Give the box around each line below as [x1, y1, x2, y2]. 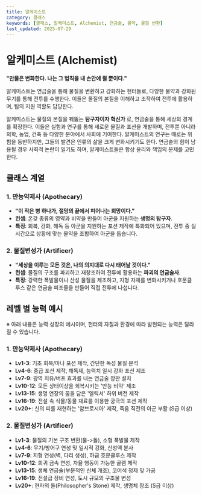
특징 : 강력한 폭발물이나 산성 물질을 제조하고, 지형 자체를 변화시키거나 [14, 276, 176, 284]
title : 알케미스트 [6, 8, 46, 15]
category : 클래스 [6, 15, 46, 21]
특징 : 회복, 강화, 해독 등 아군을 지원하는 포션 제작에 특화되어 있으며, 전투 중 [14, 222, 190, 230]
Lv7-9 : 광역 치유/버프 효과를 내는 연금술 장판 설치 [14, 375, 131, 382]
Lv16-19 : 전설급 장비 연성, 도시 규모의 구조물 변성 [14, 474, 131, 481]
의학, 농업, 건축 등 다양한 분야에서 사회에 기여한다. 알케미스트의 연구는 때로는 [6, 131, 186, 138]
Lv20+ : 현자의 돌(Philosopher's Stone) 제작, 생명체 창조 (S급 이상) [14, 482, 174, 489]
